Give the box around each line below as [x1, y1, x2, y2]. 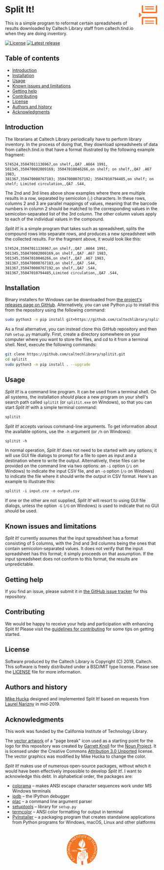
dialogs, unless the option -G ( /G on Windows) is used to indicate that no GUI [5, 503, 159, 508]
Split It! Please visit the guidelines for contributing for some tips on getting [5, 626, 154, 632]
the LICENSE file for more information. [5, 669, 82, 675]
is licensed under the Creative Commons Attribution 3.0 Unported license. [5, 749, 154, 754]
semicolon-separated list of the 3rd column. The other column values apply [5, 211, 157, 217]
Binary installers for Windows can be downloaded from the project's [5, 297, 143, 303]
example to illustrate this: [5, 479, 56, 484]
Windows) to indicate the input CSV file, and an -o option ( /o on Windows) [5, 468, 155, 474]
